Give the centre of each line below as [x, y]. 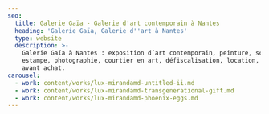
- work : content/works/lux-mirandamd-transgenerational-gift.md [124, 90]
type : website [38, 38]
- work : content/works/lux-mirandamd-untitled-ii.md [105, 83]
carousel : [24, 75]
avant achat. [44, 68]
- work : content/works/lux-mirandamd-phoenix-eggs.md [106, 98]
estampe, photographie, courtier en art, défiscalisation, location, [141, 61]
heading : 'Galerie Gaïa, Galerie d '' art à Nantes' [101, 31]
